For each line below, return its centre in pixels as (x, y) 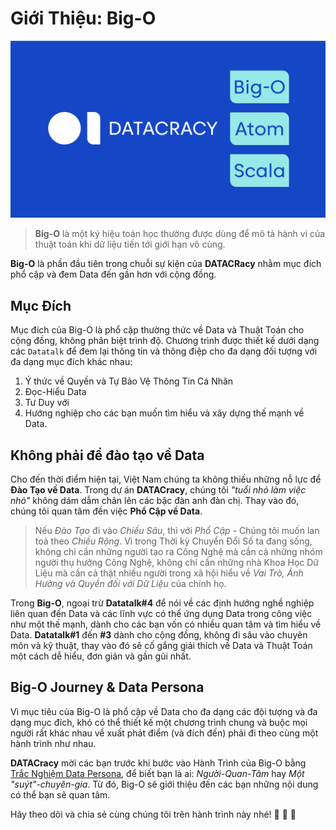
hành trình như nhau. (53, 743)
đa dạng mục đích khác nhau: (71, 362)
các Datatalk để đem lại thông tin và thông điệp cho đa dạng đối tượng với (164, 351)
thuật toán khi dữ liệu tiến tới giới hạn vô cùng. (130, 244)
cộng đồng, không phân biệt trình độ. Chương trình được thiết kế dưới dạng (165, 341)
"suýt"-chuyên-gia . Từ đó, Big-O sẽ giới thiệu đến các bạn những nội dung (164, 784)
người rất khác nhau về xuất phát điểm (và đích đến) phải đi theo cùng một (164, 733)
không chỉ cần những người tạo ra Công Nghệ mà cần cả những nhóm (178, 552)
